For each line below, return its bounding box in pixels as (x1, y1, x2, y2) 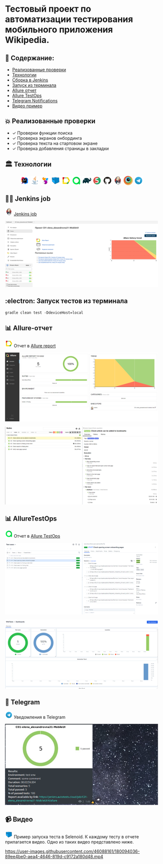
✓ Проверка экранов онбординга (12, 135, 82, 141)
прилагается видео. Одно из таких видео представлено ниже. (5, 839, 134, 845)
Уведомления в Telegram (14, 714, 65, 720)
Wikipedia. (5, 35, 49, 46)
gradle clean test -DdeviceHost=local (5, 310, 83, 315)
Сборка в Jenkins (12, 77, 49, 83)
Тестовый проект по (5, 3, 91, 15)
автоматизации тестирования (5, 14, 133, 25)
